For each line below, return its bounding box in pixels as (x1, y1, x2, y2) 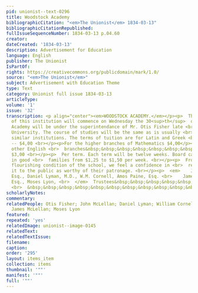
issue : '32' (6, 108, 35, 113)
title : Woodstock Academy (6, 14, 70, 20)
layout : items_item (6, 256, 54, 262)
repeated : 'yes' (6, 217, 46, 223)
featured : (6, 212, 31, 218)
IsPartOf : (6, 63, 31, 70)
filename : (6, 239, 31, 245)
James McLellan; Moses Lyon (11, 206, 81, 213)
